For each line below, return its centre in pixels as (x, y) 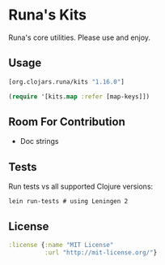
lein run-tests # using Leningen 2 (68, 202)
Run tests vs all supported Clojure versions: (81, 187)
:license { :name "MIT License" (61, 245)
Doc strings (39, 141)
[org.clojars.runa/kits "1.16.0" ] (67, 82)
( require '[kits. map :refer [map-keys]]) (79, 96)
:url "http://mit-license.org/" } (101, 252)
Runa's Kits (48, 15)
